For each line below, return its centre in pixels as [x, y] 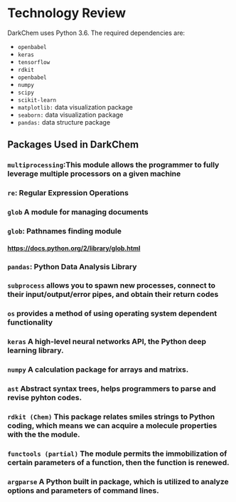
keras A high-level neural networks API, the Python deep [107, 342]
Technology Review [67, 13]
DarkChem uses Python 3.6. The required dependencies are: [96, 33]
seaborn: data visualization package [70, 115]
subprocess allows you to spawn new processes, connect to [111, 286]
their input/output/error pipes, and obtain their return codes [113, 295]
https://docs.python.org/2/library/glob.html [74, 248]
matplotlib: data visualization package [75, 107]
